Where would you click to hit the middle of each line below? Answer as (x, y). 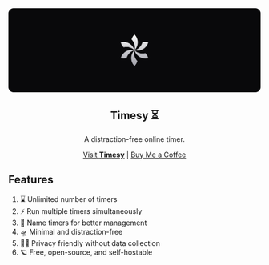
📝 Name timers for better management (83, 223)
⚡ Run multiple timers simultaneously (81, 211)
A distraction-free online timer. (134, 139)
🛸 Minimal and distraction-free (71, 232)
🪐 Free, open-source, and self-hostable (86, 252)
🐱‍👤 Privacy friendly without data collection (90, 243)
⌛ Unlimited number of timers (68, 199)
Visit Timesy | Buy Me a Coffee (134, 155)
